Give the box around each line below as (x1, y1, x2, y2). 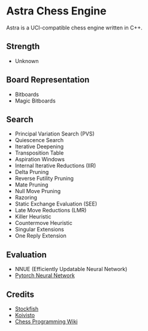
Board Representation (6, 75, 90, 85)
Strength (6, 41, 40, 52)
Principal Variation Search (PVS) (14, 130, 95, 137)
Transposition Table (14, 149, 64, 157)
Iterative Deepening (14, 143, 64, 151)
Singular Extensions (14, 226, 64, 233)
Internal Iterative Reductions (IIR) (14, 162, 96, 169)
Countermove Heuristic (14, 219, 73, 227)
